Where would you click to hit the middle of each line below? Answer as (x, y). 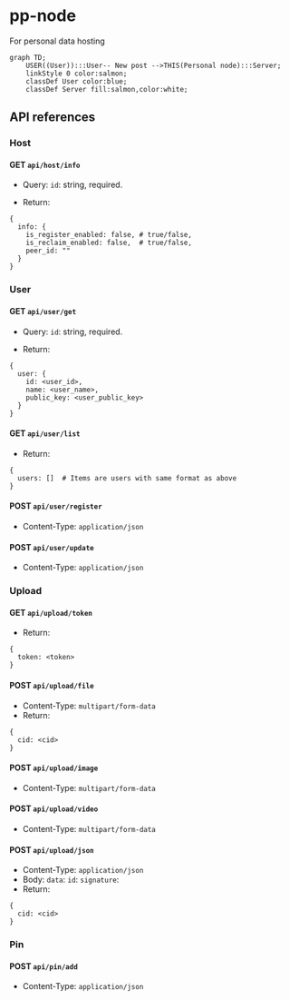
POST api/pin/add (44, 966)
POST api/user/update (52, 547)
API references (53, 118)
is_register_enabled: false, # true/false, (109, 235)
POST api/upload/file (52, 685)
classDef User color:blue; (77, 81)
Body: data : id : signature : (71, 880)
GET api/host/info (45, 164)
